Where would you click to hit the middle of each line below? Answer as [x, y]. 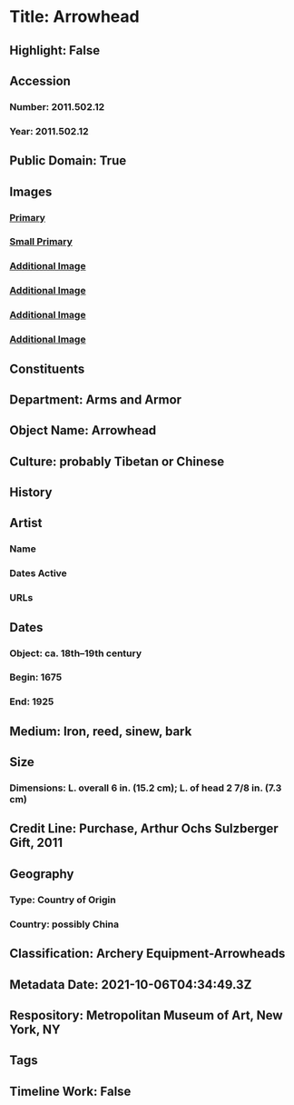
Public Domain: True [68, 161]
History [31, 493]
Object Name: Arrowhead [83, 430]
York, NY [35, 1029]
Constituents [47, 368]
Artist [26, 523]
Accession [40, 80]
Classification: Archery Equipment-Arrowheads [147, 954]
